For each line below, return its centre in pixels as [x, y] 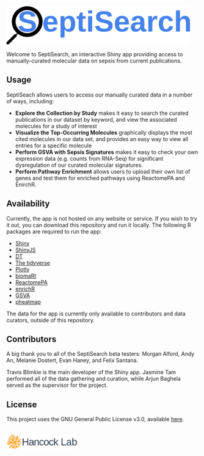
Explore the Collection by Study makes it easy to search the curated [102, 113]
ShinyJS [25, 249]
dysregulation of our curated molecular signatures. [79, 165]
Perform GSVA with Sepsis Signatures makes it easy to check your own [107, 152]
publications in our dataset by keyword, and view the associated [96, 119]
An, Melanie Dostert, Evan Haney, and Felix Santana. [72, 361]
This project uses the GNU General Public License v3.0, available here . [95, 419]
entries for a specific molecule [53, 145]
